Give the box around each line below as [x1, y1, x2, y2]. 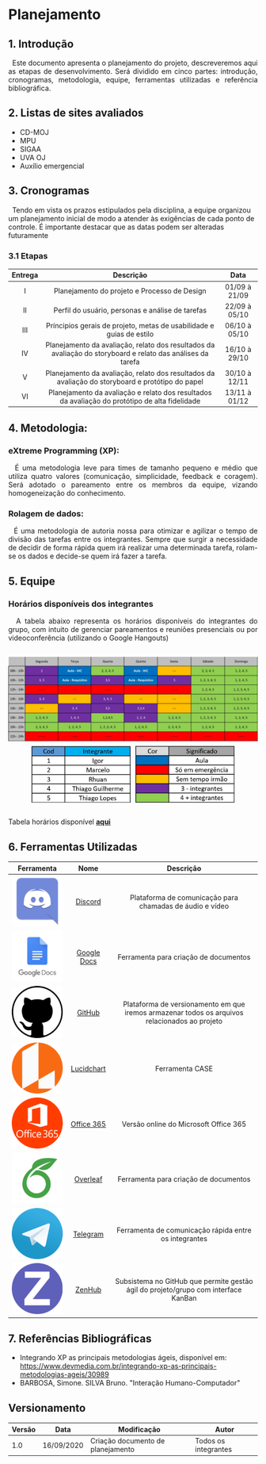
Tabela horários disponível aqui [8, 817, 111, 826]
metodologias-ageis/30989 [19, 1370, 109, 1379]
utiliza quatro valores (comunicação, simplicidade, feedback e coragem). [8, 472, 258, 481]
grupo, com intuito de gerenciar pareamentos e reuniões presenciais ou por [8, 625, 258, 634]
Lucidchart [70, 1064, 106, 1074]
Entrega [11, 270, 39, 280]
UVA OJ [19, 152, 46, 162]
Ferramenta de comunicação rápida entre [116, 1225, 252, 1235]
